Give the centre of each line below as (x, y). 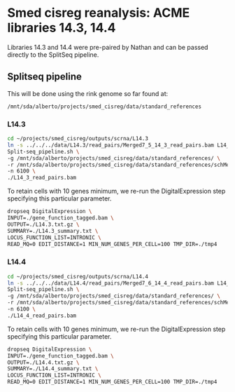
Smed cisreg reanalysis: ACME (99, 13)
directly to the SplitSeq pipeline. (53, 55)
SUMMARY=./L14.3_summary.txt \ (53, 231)
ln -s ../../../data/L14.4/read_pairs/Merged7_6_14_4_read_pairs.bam (111, 283)
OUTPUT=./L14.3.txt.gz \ (43, 224)
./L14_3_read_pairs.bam (42, 178)
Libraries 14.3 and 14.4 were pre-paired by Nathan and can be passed (108, 47)
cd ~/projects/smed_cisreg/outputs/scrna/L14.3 (78, 139)
